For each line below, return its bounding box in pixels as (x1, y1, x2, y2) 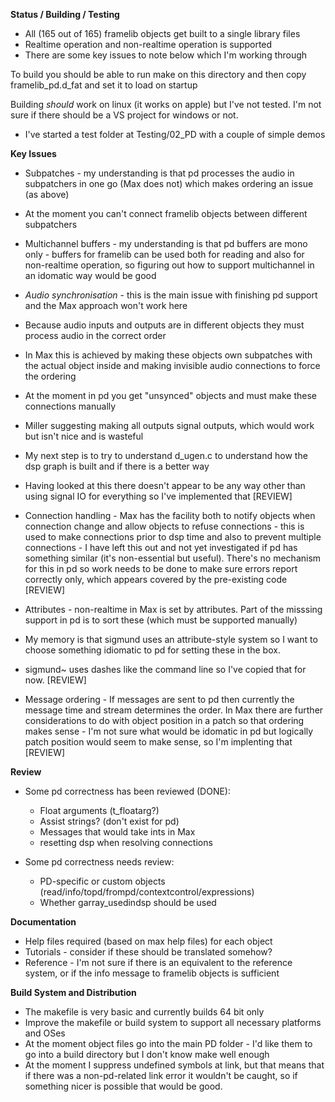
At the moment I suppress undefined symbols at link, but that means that (24, 1059, 325, 1071)
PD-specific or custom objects (39, 875, 166, 887)
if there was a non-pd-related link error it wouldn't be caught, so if (24, 1070, 298, 1081)
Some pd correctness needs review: (24, 856, 175, 868)
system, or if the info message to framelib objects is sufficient (24, 967, 280, 979)
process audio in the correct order (24, 330, 167, 341)
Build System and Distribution (10, 987, 137, 998)
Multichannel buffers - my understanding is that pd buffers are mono (24, 238, 308, 249)
